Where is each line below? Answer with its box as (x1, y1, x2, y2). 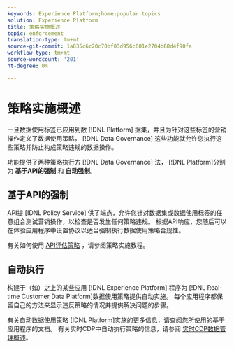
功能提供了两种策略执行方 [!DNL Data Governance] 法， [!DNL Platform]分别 (7, 158, 226, 166)
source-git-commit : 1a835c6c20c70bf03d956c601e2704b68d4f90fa (7, 43, 192, 50)
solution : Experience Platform (7, 17, 98, 24)
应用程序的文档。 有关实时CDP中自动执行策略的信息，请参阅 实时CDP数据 (7, 325, 220, 333)
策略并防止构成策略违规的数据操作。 (13, 143, 117, 151)
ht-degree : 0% (7, 62, 49, 69)
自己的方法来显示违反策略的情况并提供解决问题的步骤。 (13, 301, 173, 309)
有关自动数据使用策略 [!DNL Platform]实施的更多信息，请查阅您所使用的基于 (7, 316, 226, 324)
